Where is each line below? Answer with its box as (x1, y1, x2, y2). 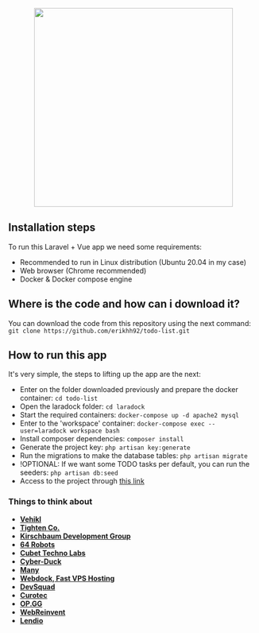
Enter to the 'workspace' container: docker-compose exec (19, 418, 205, 429)
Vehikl (19, 514, 42, 524)
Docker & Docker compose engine (19, 274, 133, 284)
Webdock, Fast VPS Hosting (19, 573, 115, 583)
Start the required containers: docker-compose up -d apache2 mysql (19, 410, 240, 420)
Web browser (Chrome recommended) (19, 266, 147, 275)
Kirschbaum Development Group (19, 531, 131, 541)
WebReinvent (19, 607, 66, 616)
